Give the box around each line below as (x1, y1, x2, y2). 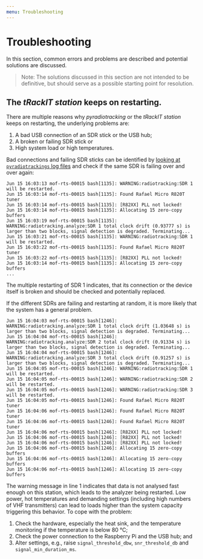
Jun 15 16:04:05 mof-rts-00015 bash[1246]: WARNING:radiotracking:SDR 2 (6, 377, 193, 383)
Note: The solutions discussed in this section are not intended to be (21, 73, 190, 81)
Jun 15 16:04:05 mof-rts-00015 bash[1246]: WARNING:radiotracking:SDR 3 (6, 387, 193, 393)
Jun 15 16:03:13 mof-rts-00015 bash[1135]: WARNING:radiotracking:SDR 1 (6, 181, 193, 187)
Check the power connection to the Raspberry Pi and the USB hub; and (14, 533, 193, 540)
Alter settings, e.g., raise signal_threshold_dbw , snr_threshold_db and (14, 539, 189, 546)
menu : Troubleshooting (6, 8, 63, 15)
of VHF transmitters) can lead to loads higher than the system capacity (6, 501, 183, 509)
